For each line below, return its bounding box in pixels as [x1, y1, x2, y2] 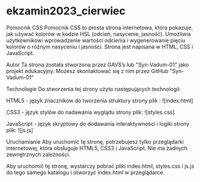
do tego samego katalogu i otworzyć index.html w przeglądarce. [6, 169, 165, 176]
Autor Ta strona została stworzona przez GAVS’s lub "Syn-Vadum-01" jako [6, 61, 189, 68]
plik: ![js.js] [6, 126, 34, 134]
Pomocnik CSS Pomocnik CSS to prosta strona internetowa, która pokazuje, [6, 24, 193, 31]
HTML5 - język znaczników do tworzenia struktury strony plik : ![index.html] [6, 97, 193, 104]
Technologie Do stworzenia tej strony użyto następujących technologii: [6, 85, 181, 92]
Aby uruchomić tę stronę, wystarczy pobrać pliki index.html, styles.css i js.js [6, 162, 195, 169]
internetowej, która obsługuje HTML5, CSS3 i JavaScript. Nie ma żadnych [6, 144, 187, 151]
